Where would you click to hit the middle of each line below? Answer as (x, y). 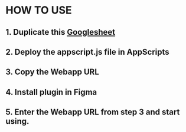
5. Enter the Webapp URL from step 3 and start (93, 112)
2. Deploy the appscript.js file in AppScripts (87, 52)
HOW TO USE (39, 10)
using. (17, 121)
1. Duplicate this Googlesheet (61, 32)
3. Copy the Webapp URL (53, 72)
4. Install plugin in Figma (51, 92)
